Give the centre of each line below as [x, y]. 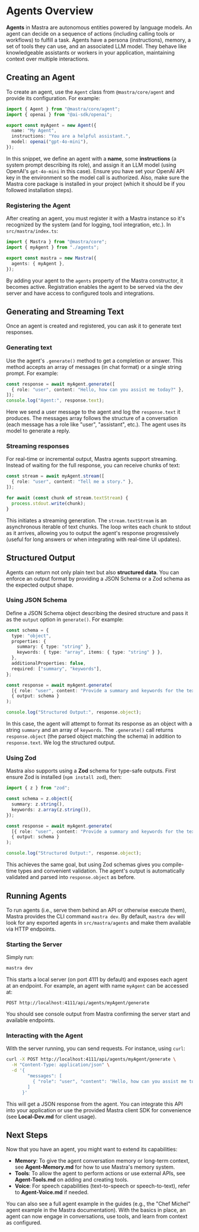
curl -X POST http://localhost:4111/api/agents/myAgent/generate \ [91, 1059]
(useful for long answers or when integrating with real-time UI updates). [94, 539]
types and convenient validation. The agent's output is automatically [101, 871]
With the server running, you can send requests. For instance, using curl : [96, 1049]
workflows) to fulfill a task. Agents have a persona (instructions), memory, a [99, 40]
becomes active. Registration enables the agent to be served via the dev [94, 286]
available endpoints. [31, 1020]
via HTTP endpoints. [31, 929]
